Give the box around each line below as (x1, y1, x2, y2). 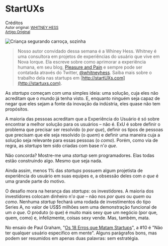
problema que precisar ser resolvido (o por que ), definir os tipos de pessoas (5, 127, 163, 133)
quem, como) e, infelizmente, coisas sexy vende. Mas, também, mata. (5, 215, 150, 221)
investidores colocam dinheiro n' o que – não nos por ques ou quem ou (5, 193, 151, 199)
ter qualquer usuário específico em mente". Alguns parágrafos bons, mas (5, 230, 157, 236)
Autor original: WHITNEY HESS (5, 25, 59, 30)
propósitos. (5, 106, 29, 112)
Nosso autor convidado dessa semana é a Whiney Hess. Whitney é (17, 48, 157, 54)
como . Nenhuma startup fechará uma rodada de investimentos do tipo (5, 199, 151, 205)
